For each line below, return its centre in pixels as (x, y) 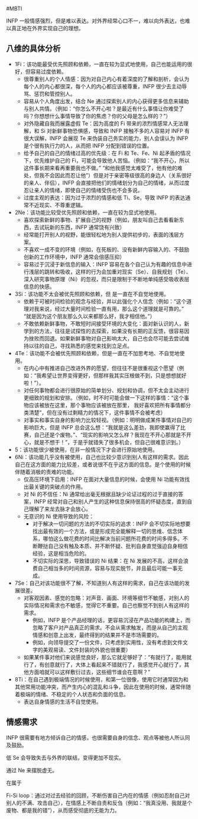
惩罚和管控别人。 (55, 94)
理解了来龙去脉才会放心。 (60, 509)
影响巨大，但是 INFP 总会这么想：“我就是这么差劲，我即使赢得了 (102, 427)
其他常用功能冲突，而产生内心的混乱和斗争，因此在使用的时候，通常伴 (100, 687)
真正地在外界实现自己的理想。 (47, 28)
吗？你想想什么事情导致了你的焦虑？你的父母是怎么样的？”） (97, 116)
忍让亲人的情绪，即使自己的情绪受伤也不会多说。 (83, 190)
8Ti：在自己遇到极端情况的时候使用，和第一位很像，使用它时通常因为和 (101, 679)
